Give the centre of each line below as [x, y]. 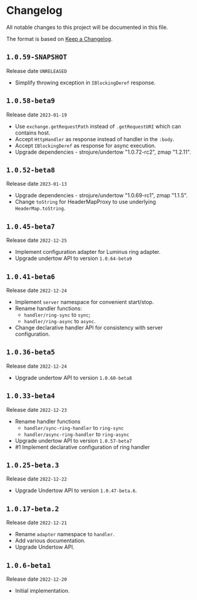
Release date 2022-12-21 [37, 523]
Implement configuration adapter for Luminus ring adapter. [88, 252]
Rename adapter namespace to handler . [64, 534]
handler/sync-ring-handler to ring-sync [74, 428]
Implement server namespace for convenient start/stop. [84, 302]
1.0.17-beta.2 [33, 509]
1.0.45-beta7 [31, 226]
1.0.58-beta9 [31, 101]
